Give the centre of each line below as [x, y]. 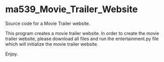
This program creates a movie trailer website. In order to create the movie [82, 33]
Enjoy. [12, 54]
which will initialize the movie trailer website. [52, 44]
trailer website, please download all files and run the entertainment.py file [82, 39]
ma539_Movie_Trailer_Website [72, 9]
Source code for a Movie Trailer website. [48, 23]
